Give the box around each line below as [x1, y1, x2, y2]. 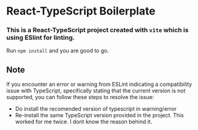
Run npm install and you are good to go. [6, 47, 109, 54]
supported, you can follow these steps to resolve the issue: [6, 94, 154, 101]
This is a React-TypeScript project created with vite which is [6, 26, 189, 34]
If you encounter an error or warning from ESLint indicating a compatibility [6, 80, 193, 88]
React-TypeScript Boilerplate [6, 4, 156, 18]
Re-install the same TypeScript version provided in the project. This [15, 112, 184, 119]
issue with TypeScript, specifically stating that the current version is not [6, 87, 186, 94]
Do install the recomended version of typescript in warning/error [15, 105, 177, 112]
